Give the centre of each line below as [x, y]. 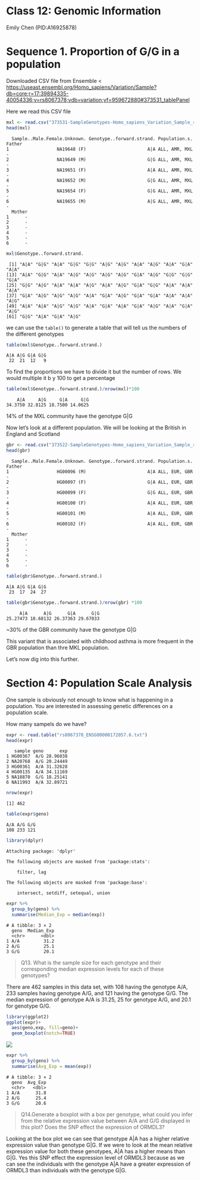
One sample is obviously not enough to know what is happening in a [90, 700]
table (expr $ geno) [28, 814]
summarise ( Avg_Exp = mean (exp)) [52, 1066]
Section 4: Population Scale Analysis [99, 683]
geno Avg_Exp [29, 1082]
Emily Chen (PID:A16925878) [42, 27]
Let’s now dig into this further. [43, 659]
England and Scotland [33, 434]
